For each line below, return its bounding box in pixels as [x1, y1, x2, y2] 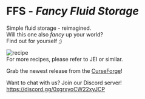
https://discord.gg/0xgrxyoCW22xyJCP [6, 85, 105, 92]
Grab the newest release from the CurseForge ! [6, 67, 123, 74]
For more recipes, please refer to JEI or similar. [6, 55, 123, 63]
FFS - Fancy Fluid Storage [6, 4, 140, 18]
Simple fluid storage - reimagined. [6, 24, 92, 32]
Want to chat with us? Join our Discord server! [6, 79, 123, 86]
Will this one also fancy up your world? [6, 30, 103, 38]
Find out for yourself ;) [6, 37, 62, 44]
